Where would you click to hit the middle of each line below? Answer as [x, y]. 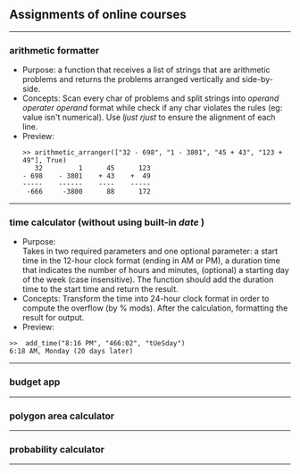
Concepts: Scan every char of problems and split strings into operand [150, 98]
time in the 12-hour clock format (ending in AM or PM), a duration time [151, 261]
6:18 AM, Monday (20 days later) [71, 352]
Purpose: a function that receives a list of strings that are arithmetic [146, 70]
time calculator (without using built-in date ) [107, 222]
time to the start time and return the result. [100, 289]
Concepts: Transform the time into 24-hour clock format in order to [146, 299]
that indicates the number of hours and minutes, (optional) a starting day [156, 270]
